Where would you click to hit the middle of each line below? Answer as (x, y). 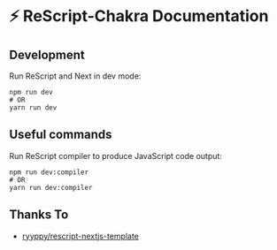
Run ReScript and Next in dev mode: (75, 76)
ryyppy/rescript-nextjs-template (80, 236)
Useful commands (61, 135)
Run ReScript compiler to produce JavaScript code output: (116, 155)
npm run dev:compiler (49, 172)
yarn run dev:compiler (51, 187)
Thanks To (39, 215)
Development (47, 54)
